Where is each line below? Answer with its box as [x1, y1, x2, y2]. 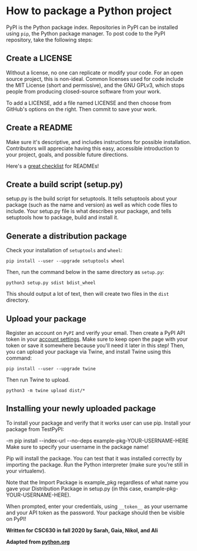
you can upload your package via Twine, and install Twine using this [6, 348, 172, 355]
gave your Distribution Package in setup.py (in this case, [6, 485, 143, 492]
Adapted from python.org [6, 538, 70, 545]
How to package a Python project [6, 4, 172, 18]
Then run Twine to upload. [6, 376, 70, 383]
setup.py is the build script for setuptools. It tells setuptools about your [6, 195, 178, 202]
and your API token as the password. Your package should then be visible [6, 509, 185, 516]
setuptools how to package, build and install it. [6, 214, 119, 221]
